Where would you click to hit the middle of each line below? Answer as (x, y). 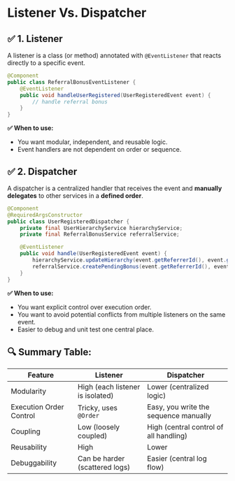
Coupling (26, 431)
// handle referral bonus (70, 102)
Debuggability (34, 463)
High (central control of (185, 427)
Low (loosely (99, 427)
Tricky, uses (98, 408)
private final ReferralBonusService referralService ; (100, 235)
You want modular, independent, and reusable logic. (92, 142)
